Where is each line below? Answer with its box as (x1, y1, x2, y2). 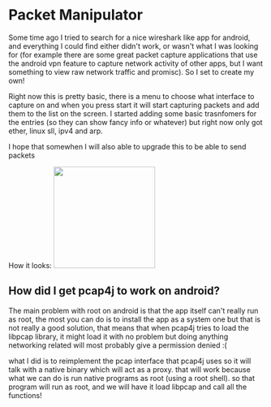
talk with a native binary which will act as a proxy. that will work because (8, 364, 252, 375)
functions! (8, 390, 42, 400)
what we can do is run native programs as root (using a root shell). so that (8, 373, 256, 383)
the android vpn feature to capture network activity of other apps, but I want (8, 58, 264, 68)
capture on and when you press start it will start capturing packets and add (8, 100, 260, 110)
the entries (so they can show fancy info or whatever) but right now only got (8, 117, 263, 127)
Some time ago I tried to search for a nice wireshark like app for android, (8, 32, 251, 42)
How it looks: (8, 260, 53, 270)
